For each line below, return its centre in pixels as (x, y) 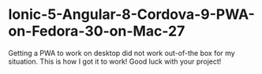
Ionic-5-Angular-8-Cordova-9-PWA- (131, 15)
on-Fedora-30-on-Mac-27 (97, 31)
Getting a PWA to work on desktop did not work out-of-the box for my (122, 53)
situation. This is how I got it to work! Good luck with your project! (115, 61)
